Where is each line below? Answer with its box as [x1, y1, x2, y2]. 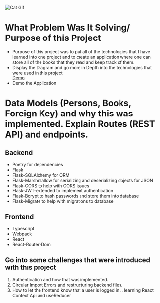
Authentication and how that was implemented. [12, 276, 109, 282]
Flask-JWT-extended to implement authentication [12, 188, 114, 193]
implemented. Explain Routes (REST [5, 118, 155, 130]
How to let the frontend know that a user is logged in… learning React [12, 287, 154, 293]
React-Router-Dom [12, 241, 51, 247]
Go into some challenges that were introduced [5, 256, 151, 264]
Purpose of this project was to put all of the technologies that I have [12, 48, 151, 54]
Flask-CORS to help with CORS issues [12, 183, 90, 189]
